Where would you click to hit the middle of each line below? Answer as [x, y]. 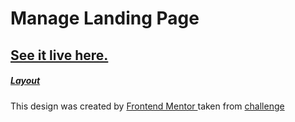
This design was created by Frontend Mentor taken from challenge [147, 106]
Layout [25, 81]
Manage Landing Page [105, 18]
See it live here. [59, 55]
